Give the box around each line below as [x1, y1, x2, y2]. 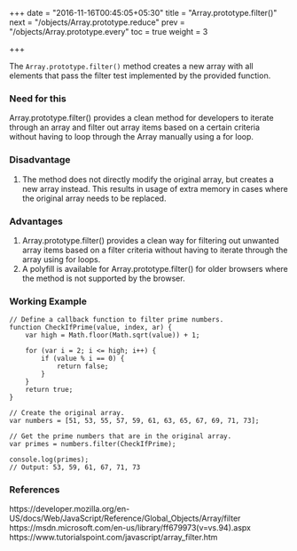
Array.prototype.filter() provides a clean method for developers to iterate [9, 113, 274, 124]
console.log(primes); [9, 455, 90, 465]
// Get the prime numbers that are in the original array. [9, 432, 232, 441]
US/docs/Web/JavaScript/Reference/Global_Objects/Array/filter [9, 513, 241, 523]
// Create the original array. [9, 409, 125, 418]
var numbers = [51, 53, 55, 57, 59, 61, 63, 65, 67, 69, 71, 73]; [9, 417, 260, 426]
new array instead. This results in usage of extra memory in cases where [21, 183, 288, 194]
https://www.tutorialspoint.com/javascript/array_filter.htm [9, 532, 218, 543]
